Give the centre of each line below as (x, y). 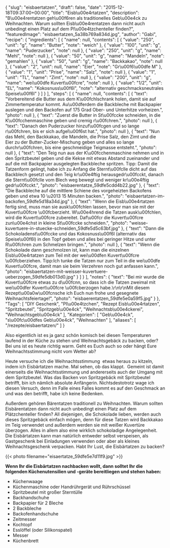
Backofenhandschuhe (36, 514)
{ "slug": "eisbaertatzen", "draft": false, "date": (54, 7)
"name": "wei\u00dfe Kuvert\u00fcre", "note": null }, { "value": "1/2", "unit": (84, 83)
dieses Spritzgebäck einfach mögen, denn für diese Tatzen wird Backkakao (84, 420)
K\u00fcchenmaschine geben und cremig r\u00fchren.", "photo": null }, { (81, 121)
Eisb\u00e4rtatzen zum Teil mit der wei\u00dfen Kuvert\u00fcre (72, 255)
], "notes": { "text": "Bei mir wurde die (125, 277)
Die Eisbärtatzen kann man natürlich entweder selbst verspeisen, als (77, 436)
